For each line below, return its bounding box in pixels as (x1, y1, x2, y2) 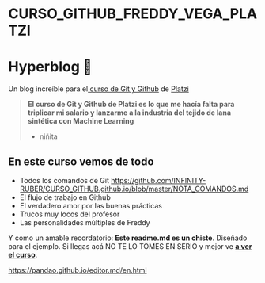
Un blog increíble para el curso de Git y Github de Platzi (8, 84, 190, 94)
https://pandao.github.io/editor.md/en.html (8, 265, 148, 274)
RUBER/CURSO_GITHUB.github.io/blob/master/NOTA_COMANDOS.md (19, 184, 249, 193)
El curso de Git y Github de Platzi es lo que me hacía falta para (27, 100, 235, 109)
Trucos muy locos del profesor (19, 209, 120, 219)
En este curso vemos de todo (8, 155, 154, 168)
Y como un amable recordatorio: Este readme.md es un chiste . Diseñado (8, 233, 248, 243)
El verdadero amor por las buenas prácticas (19, 201, 162, 210)
